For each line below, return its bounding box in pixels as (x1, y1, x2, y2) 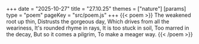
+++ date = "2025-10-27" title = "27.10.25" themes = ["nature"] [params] (6, 5, 186, 12)
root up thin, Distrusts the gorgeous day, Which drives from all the (6, 18, 170, 25)
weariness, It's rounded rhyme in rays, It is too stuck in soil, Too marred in (6, 24, 189, 31)
